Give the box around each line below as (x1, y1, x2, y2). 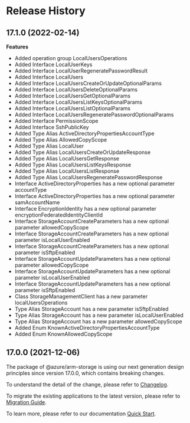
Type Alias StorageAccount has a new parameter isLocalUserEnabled (14, 311, 184, 319)
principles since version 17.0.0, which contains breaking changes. (6, 369, 165, 376)
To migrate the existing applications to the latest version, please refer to (6, 392, 181, 399)
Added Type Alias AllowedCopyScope (14, 136, 107, 143)
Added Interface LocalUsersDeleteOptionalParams (14, 86, 137, 93)
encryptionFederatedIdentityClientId (14, 211, 103, 218)
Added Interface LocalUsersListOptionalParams (14, 105, 131, 112)
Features (6, 43, 28, 50)
